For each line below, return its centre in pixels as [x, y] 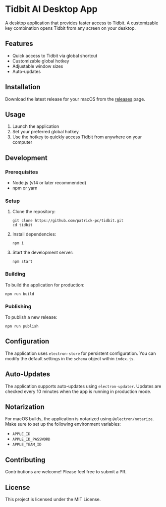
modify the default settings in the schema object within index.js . [70, 358]
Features [19, 44]
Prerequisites [22, 172]
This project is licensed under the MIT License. [53, 500]
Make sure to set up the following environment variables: [63, 424]
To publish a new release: [31, 317]
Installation [23, 87]
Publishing [18, 306]
